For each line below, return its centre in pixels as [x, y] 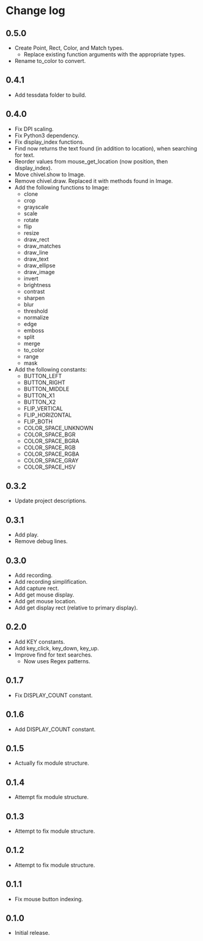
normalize [36, 317]
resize [31, 232]
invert [31, 278]
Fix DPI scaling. [34, 128]
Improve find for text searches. [54, 655]
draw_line [36, 252]
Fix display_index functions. [50, 142]
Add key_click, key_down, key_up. [57, 648]
